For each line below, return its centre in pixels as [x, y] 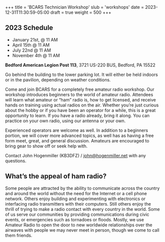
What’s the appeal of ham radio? [56, 176]
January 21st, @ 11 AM [35, 39]
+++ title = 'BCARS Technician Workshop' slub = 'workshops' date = [75, 7]
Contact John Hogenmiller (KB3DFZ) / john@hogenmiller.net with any [76, 155]
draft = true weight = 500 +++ [81, 12]
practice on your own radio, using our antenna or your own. [65, 121]
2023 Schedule [29, 28]
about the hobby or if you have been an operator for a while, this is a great [81, 110]
